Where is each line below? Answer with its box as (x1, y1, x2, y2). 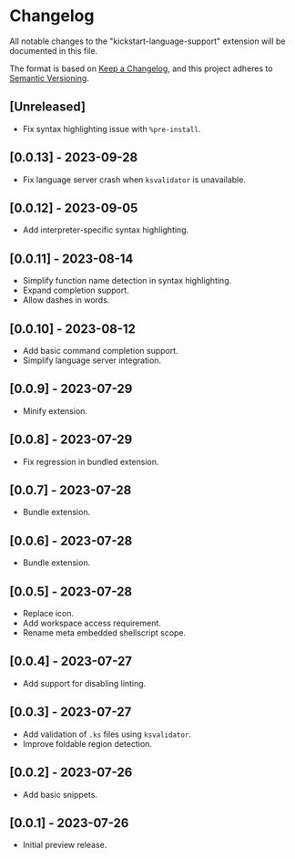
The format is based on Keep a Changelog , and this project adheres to (9, 63, 273, 74)
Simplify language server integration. (22, 355, 162, 366)
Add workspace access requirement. (22, 617, 162, 629)
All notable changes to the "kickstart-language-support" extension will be (9, 36, 286, 47)
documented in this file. (9, 45, 98, 56)
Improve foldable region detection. (22, 738, 153, 749)
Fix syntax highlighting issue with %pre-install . (22, 123, 201, 134)
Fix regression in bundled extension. (22, 456, 159, 467)
